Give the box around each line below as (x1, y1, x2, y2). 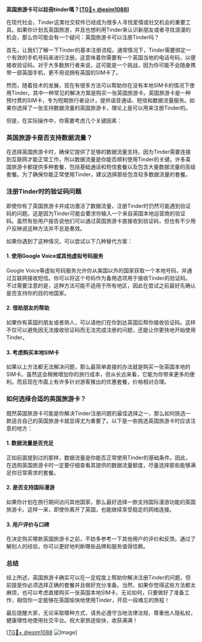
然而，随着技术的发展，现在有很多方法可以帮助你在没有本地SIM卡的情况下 (6, 82, 190, 89)
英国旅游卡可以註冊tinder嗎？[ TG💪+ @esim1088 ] (6, 6, 129, 13)
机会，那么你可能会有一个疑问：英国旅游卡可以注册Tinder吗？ (6, 34, 159, 41)
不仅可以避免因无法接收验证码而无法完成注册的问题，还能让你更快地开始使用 (6, 326, 196, 333)
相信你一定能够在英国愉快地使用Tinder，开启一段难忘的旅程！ (16, 596, 170, 604)
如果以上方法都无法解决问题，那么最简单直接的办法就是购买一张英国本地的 (6, 363, 191, 370)
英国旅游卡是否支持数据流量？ (6, 133, 93, 142)
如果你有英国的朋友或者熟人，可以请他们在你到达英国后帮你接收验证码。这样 (6, 319, 196, 326)
